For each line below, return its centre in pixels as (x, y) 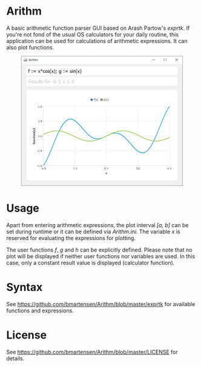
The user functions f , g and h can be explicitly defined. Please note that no (99, 250)
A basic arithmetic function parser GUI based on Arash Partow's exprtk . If (98, 28)
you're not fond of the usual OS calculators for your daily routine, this (92, 34)
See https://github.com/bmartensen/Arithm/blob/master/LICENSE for (92, 352)
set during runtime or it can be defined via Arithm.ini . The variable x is (93, 232)
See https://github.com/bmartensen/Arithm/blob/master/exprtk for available (101, 304)
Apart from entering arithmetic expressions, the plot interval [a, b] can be (97, 225)
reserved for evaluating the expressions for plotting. (71, 238)
